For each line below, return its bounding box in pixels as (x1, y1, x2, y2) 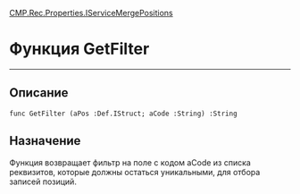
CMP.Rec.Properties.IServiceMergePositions (9, 8, 174, 18)
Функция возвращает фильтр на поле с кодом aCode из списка (9, 156, 252, 168)
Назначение (9, 133, 81, 148)
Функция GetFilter (9, 39, 150, 59)
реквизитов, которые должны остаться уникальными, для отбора (9, 166, 261, 177)
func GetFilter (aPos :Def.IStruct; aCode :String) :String (9, 109, 238, 118)
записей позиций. (9, 176, 78, 187)
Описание (9, 85, 69, 101)
